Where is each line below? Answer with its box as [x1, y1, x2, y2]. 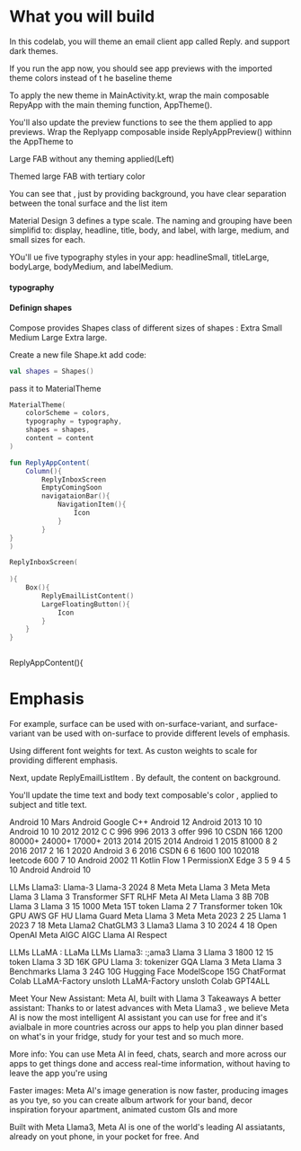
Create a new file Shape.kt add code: [9, 349, 146, 360]
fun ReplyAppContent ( [9, 458, 91, 467]
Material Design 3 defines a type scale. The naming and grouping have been [9, 215, 293, 226]
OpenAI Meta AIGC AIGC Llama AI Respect [9, 930, 168, 941]
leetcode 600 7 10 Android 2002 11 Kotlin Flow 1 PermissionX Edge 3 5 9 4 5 [9, 855, 291, 866]
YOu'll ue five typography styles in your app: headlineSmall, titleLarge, [9, 252, 270, 262]
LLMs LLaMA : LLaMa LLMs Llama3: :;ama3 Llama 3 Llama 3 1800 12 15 [9, 947, 274, 958]
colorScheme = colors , [25, 409, 111, 418]
